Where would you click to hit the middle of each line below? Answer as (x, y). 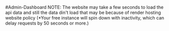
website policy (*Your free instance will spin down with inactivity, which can (85, 18)
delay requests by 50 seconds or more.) (47, 23)
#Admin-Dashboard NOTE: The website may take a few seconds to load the (84, 7)
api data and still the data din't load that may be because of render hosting (83, 12)
